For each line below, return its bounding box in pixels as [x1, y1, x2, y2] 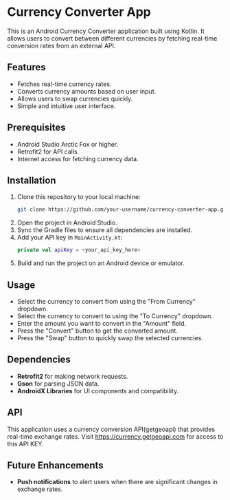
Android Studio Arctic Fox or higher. [16, 140, 119, 148]
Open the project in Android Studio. [16, 218, 118, 227]
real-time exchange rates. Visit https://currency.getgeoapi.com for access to [7, 432, 224, 441]
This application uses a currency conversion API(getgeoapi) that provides [7, 425, 215, 433]
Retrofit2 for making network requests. [16, 372, 128, 380]
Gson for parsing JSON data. [16, 379, 100, 388]
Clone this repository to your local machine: [16, 193, 141, 201]
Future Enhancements [7, 459, 104, 471]
